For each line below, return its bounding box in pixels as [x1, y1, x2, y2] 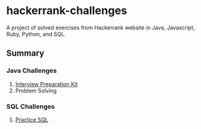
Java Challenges [6, 67, 57, 75]
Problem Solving [15, 87, 57, 94]
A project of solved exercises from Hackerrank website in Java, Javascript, [6, 24, 196, 31]
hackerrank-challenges [6, 4, 127, 18]
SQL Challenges [6, 102, 55, 111]
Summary [6, 48, 45, 59]
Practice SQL [15, 116, 49, 123]
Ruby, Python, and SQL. [6, 30, 66, 37]
